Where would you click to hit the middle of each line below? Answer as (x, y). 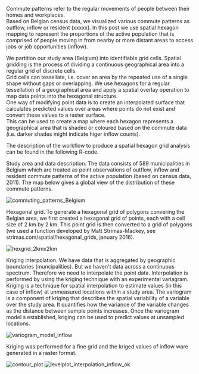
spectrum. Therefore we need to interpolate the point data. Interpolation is (97, 273)
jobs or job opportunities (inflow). (47, 46)
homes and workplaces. (36, 15)
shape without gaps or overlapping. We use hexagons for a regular (88, 83)
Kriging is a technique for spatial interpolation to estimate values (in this (94, 286)
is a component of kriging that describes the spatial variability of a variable (98, 298)
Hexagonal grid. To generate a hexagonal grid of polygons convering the (95, 212)
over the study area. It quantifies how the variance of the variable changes (98, 304)
